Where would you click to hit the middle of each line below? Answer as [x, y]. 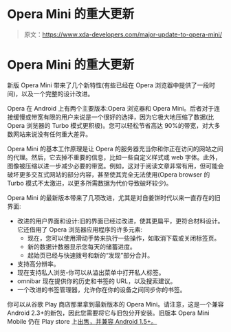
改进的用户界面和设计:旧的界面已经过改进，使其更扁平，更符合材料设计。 [120, 221]
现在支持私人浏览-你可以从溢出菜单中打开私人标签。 [91, 272]
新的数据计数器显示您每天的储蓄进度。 [81, 246]
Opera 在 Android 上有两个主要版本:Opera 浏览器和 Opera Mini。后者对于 [111, 108]
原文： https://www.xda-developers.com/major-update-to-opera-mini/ [123, 34]
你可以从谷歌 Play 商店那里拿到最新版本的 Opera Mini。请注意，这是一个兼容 [115, 304]
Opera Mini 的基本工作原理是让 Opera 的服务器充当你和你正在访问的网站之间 [115, 148]
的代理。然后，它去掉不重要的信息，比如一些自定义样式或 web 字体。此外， [114, 157]
